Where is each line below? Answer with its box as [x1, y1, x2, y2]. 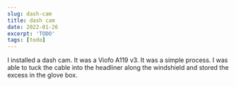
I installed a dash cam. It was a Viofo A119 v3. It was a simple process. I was [7, 56, 228, 64]
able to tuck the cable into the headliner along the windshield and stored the [7, 63, 229, 72]
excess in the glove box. [7, 71, 78, 80]
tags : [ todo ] [7, 37, 46, 44]
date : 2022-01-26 [7, 23, 59, 30]
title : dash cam [7, 17, 55, 24]
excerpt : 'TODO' [7, 30, 55, 37]
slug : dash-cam [7, 10, 52, 18]
